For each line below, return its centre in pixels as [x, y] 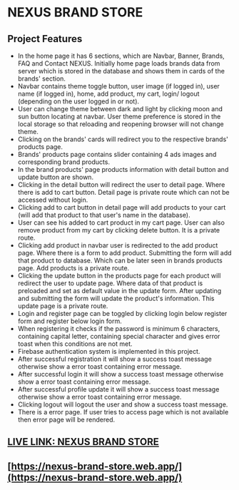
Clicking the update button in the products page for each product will [119, 276]
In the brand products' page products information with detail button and [123, 169]
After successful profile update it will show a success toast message [118, 389]
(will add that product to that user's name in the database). [104, 215]
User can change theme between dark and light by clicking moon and [120, 109]
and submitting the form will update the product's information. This [116, 298]
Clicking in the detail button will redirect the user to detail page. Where [121, 185]
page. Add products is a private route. [73, 268]
